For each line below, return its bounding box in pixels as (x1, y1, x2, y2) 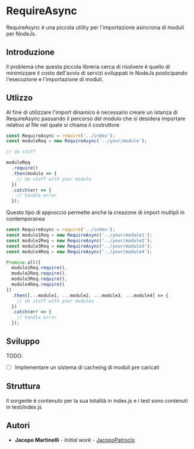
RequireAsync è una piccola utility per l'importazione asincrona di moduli (6, 24, 185, 31)
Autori (6, 421, 30, 431)
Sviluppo (6, 336, 40, 346)
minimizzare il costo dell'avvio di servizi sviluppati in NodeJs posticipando (6, 69, 188, 77)
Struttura (6, 381, 40, 391)
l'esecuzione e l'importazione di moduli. (6, 75, 104, 82)
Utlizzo (6, 93, 33, 103)
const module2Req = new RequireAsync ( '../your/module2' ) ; (6, 237, 152, 244)
